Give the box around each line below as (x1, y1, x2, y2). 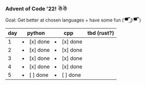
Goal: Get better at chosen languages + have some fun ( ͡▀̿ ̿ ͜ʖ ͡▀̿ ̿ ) (5, 17, 141, 23)
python (27, 30, 45, 37)
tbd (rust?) (87, 30, 114, 37)
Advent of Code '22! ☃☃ (5, 5, 68, 12)
